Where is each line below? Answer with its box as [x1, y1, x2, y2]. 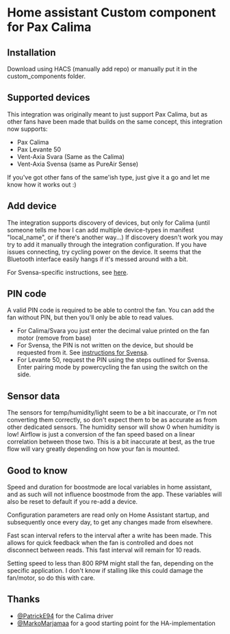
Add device [7, 200, 57, 212]
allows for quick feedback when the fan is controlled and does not [7, 539, 194, 547]
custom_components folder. [7, 72, 86, 80]
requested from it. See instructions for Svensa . [16, 348, 149, 357]
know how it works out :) [7, 180, 77, 188]
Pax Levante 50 [16, 145, 62, 154]
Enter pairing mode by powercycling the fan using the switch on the [16, 363, 208, 371]
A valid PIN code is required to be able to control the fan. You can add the [7, 306, 215, 315]
